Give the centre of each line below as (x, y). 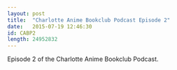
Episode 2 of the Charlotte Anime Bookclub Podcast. (83, 59)
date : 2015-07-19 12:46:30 (50, 26)
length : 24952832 (33, 40)
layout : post (26, 14)
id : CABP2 (22, 33)
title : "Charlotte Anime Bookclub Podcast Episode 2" (89, 20)
